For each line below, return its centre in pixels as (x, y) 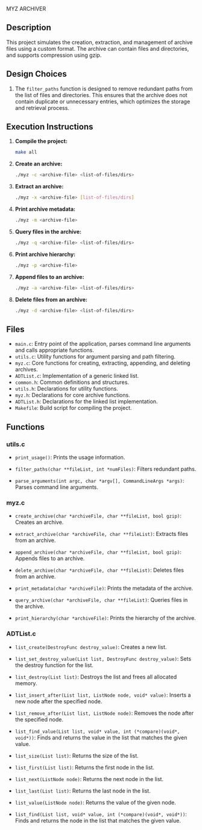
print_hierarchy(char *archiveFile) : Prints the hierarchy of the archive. (105, 618)
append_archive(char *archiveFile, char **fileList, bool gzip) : (98, 552)
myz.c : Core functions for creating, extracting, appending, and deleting (103, 363)
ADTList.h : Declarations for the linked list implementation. (86, 401)
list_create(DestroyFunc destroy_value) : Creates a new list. (91, 647)
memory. (26, 683)
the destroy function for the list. (54, 665)
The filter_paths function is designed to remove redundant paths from (104, 88)
